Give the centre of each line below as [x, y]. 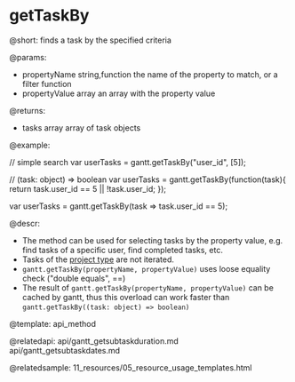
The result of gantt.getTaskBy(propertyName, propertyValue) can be [147, 287]
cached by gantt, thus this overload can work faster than [126, 297]
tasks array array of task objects [81, 127]
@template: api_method [52, 323]
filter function [47, 84]
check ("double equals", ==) [74, 278]
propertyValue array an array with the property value [119, 93]
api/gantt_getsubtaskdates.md [65, 350]
